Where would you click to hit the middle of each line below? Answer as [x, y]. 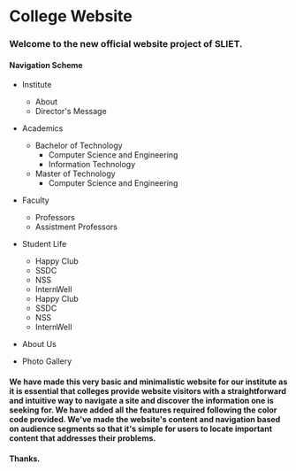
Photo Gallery [47, 361]
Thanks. [25, 459]
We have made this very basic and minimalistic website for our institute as [148, 382]
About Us [39, 344]
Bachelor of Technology [79, 146]
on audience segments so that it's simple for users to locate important [140, 429]
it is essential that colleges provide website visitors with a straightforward [148, 390]
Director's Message [71, 112]
